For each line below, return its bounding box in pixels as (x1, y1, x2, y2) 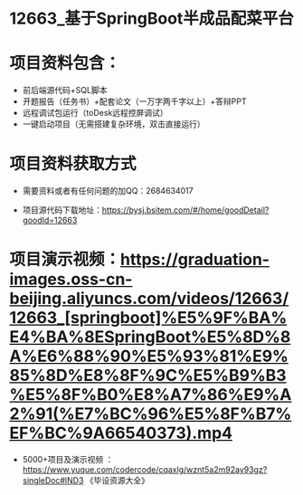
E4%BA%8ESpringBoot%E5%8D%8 (9, 327, 291, 347)
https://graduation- (120, 250, 270, 270)
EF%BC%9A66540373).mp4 (9, 423, 233, 443)
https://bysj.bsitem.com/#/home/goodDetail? (101, 205, 270, 215)
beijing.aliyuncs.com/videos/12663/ (9, 289, 289, 309)
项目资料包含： (9, 53, 121, 73)
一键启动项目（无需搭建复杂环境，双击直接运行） (22, 119, 205, 129)
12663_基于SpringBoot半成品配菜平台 (9, 8, 294, 29)
